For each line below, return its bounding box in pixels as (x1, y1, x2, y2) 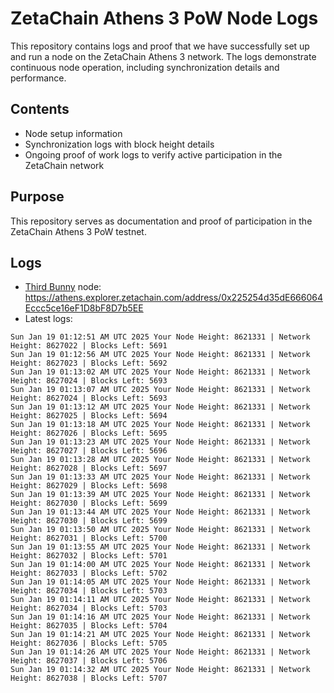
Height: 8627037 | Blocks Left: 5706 (10, 656, 168, 666)
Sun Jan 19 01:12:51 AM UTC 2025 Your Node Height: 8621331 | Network (10, 332, 311, 342)
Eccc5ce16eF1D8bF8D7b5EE (24, 302, 144, 314)
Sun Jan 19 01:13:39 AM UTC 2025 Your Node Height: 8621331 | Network (10, 490, 311, 500)
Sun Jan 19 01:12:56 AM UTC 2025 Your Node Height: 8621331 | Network (10, 350, 311, 360)
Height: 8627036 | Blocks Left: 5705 (10, 638, 168, 649)
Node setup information (24, 127, 123, 139)
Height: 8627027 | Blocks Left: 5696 (10, 446, 168, 456)
